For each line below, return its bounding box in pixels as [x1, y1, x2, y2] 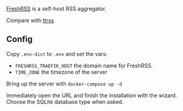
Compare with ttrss [6, 17, 55, 24]
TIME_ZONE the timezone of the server [15, 68, 108, 75]
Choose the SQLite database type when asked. [6, 98, 124, 105]
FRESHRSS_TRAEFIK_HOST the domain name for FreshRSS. [15, 62, 153, 69]
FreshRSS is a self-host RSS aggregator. [6, 5, 107, 12]
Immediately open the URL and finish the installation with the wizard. [6, 92, 178, 99]
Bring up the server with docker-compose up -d [6, 80, 122, 87]
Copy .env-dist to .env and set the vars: [6, 50, 108, 57]
